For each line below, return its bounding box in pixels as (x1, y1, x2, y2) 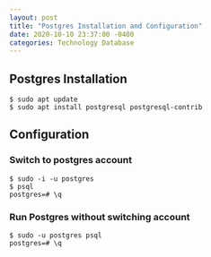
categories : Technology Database (9, 38, 135, 47)
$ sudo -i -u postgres (9, 174, 94, 184)
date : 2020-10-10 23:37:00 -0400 (9, 30, 135, 39)
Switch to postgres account (9, 154, 133, 167)
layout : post (9, 13, 58, 22)
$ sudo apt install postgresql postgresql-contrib (9, 103, 203, 112)
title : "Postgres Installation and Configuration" (9, 21, 203, 30)
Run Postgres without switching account (9, 210, 190, 223)
